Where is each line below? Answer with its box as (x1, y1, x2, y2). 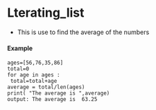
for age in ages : (7, 72, 60, 79)
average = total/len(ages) (7, 84, 85, 91)
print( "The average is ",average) (7, 90, 110, 97)
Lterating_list (7, 5, 85, 21)
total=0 (7, 65, 30, 72)
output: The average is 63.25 (7, 96, 98, 103)
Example (7, 44, 33, 52)
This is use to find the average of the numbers (17, 28, 150, 36)
